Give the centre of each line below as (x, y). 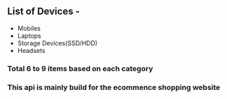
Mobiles (29, 28)
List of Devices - (44, 12)
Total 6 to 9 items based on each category (80, 68)
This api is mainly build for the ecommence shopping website (114, 87)
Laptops (29, 36)
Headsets (31, 50)
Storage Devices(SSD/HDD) (57, 43)
